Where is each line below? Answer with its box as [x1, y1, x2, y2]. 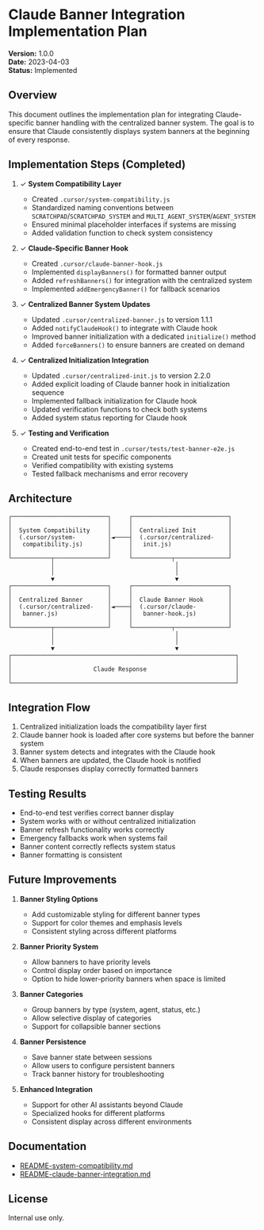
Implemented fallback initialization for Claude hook [31, 396, 197, 405]
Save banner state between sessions [31, 1052, 152, 1062]
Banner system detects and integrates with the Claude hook [19, 747, 216, 757]
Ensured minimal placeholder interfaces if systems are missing [31, 220, 236, 229]
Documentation [8, 1140, 87, 1153]
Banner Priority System [19, 941, 99, 951]
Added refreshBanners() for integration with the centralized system [31, 275, 252, 285]
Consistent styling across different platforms [31, 926, 177, 936]
